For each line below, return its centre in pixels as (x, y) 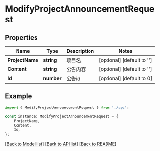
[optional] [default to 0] (126, 78)
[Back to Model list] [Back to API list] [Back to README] (61, 144)
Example (18, 96)
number (52, 78)
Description (80, 51)
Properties (21, 37)
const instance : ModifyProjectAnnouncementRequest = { (62, 116)
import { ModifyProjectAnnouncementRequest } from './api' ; (67, 108)
